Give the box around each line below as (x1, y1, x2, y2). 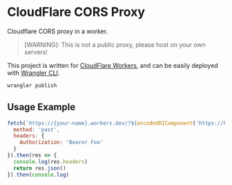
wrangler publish (7, 82, 57, 89)
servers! (23, 48, 48, 56)
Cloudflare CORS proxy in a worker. (7, 27, 108, 35)
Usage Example (7, 101, 76, 113)
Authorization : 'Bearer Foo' (19, 139, 104, 146)
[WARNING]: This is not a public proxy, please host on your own (23, 40, 206, 49)
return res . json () (13, 164, 67, 172)
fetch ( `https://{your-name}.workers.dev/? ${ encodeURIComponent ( (7, 119, 196, 127)
